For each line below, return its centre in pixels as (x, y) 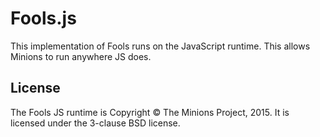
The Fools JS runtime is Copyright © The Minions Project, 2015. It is (150, 112)
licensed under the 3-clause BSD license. (95, 123)
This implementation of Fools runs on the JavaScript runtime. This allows (160, 46)
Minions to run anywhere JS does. (81, 56)
